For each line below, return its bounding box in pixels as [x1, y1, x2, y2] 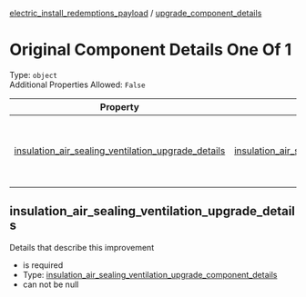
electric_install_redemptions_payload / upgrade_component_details [9, 8, 262, 18]
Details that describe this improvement [9, 242, 155, 252]
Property [99, 100, 139, 113]
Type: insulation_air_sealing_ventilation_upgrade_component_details [22, 269, 278, 280]
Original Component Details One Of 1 [9, 40, 292, 60]
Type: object [9, 69, 57, 80]
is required [22, 259, 64, 271]
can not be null [22, 279, 79, 290]
